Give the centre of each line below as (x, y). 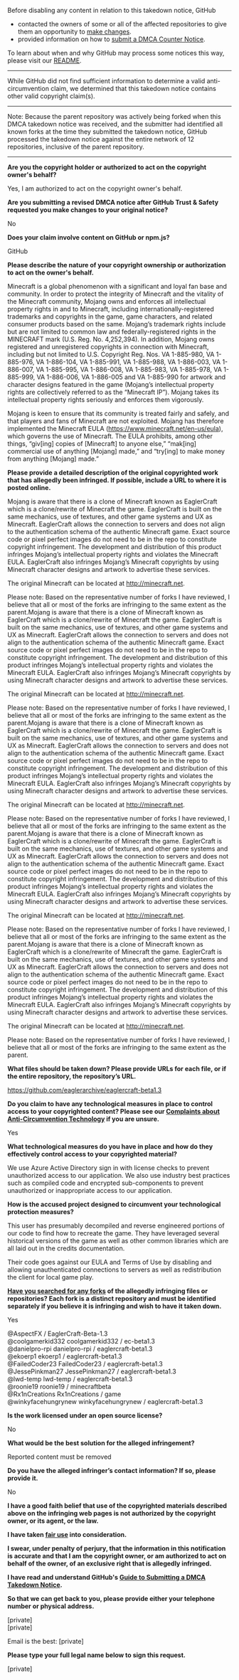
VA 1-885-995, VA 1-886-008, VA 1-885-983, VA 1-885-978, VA (129, 370)
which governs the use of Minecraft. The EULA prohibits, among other (110, 436)
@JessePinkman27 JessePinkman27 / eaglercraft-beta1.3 (92, 1371)
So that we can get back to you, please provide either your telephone (111, 1599)
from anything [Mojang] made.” (53, 459)
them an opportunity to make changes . (74, 32)
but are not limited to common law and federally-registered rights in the (112, 331)
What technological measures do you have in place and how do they (110, 1147)
